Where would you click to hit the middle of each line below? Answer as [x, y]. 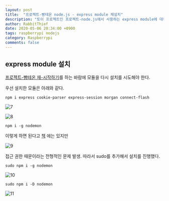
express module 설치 [38, 64]
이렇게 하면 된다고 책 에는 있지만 [37, 136]
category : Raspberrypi [29, 38]
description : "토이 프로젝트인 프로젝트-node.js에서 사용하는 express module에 [81, 19]
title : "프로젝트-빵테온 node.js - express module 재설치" [64, 15]
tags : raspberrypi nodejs [32, 33]
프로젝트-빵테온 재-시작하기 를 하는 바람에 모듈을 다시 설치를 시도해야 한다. [78, 77]
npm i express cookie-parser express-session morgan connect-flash [77, 97]
